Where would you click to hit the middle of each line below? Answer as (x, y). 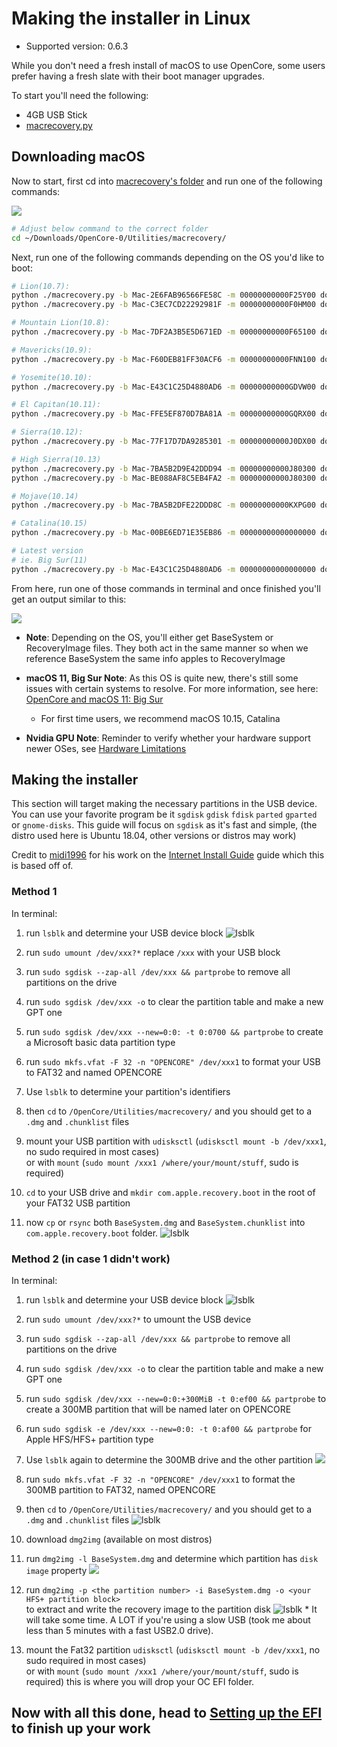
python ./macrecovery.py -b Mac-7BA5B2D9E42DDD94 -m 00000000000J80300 (163, 468)
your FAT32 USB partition (78, 1203)
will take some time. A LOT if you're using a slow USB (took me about (168, 1620)
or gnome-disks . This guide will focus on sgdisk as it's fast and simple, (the (164, 825)
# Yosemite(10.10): (52, 377)
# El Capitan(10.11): (56, 405)
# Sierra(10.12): (47, 432)
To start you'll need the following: (80, 95)
